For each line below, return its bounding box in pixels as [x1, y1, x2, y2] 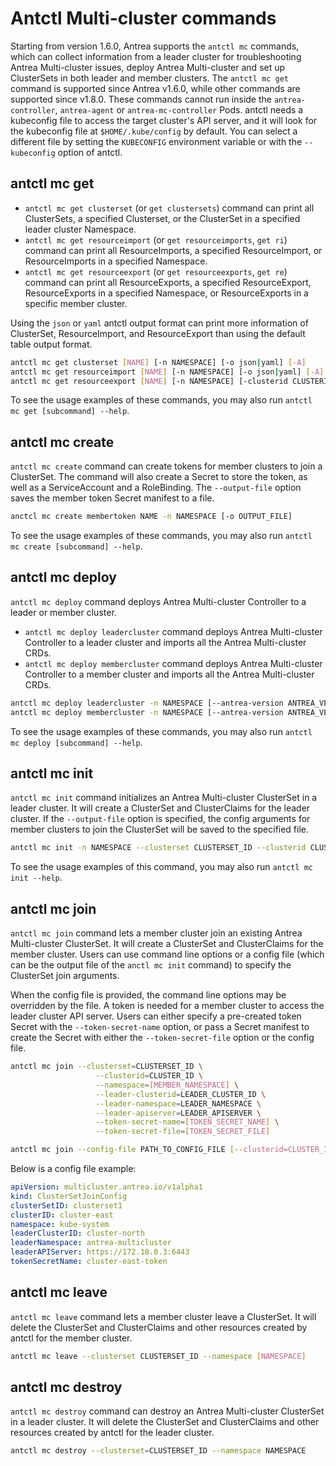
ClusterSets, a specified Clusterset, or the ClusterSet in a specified [24, 212, 301, 224]
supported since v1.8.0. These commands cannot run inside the [10, 93, 272, 105]
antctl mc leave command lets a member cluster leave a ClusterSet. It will [10, 1310, 317, 1322]
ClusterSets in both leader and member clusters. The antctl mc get [10, 72, 289, 84]
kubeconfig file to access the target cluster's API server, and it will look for [10, 114, 318, 126]
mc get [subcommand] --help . [10, 405, 130, 417]
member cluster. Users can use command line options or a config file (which [10, 948, 325, 961]
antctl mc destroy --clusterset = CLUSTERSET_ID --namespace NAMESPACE [10, 1446, 307, 1456]
